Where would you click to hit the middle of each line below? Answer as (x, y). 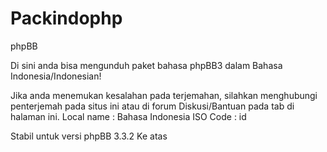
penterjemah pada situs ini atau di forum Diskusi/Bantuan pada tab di (152, 106)
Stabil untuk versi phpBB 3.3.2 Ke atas (89, 136)
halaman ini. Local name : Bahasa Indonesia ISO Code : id (128, 116)
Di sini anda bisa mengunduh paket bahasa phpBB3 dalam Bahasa (146, 65)
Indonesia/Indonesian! (56, 76)
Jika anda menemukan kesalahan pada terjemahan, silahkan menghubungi (164, 95)
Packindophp (66, 18)
